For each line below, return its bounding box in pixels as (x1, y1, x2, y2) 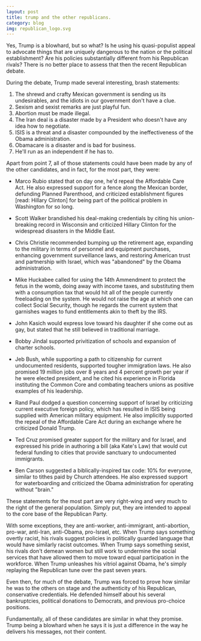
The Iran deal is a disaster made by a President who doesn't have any (14, 116, 187, 124)
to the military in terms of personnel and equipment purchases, (14, 245, 171, 252)
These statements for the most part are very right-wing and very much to (6, 498, 187, 505)
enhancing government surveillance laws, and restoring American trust (14, 252, 191, 259)
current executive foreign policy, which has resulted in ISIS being (14, 405, 176, 413)
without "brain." (14, 486, 54, 493)
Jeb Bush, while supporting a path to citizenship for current (14, 356, 162, 363)
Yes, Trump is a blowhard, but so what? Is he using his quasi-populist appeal (6, 42, 196, 49)
